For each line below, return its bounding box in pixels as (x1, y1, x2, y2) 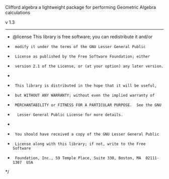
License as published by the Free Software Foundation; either (15, 54, 150, 59)
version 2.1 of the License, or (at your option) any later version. (15, 64, 164, 69)
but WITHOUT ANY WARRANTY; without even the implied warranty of (15, 93, 155, 98)
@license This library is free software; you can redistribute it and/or (12, 34, 153, 40)
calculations (5, 10, 30, 16)
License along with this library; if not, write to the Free (15, 141, 146, 146)
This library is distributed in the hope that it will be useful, (15, 83, 157, 88)
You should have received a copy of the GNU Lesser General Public (15, 132, 159, 137)
